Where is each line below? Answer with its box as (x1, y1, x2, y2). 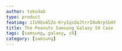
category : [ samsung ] (6, 36, 57, 42)
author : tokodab (6, 8, 46, 15)
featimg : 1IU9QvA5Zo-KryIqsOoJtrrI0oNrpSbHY (6, 19, 116, 25)
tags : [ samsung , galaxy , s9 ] (6, 30, 77, 36)
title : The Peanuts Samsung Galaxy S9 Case (6, 25, 114, 31)
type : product (6, 14, 41, 20)
